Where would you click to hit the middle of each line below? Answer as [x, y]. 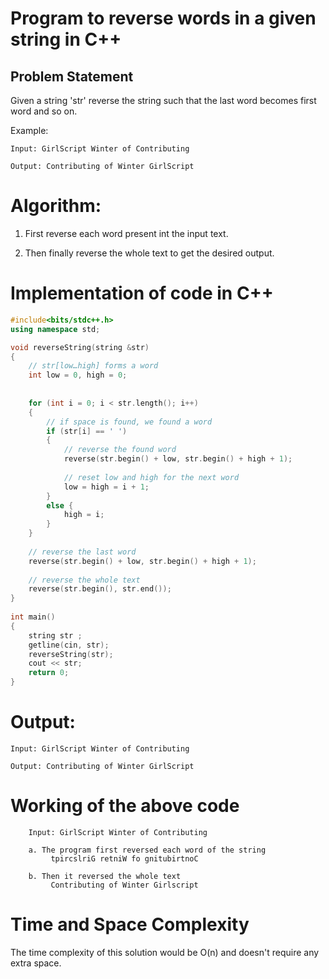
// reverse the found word [120, 450]
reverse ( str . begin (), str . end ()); [100, 589]
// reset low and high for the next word [151, 477]
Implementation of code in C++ [142, 293]
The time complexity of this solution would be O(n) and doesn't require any [165, 952]
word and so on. [44, 111]
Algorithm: [56, 206]
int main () [33, 617]
